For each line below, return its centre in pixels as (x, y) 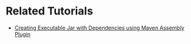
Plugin (23, 34)
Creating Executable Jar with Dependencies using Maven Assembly (99, 28)
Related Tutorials (50, 11)
